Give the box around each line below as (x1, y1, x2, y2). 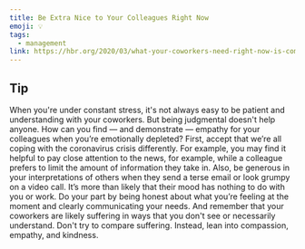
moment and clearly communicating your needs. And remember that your (9, 200, 284, 211)
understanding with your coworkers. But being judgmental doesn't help (9, 114, 276, 125)
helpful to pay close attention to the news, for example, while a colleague (9, 152, 283, 163)
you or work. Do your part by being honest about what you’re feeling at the (9, 191, 289, 202)
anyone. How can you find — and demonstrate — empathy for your (9, 123, 261, 134)
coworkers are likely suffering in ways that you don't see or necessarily (9, 210, 276, 221)
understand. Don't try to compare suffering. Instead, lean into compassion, (9, 219, 289, 231)
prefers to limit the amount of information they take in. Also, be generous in (9, 162, 290, 173)
